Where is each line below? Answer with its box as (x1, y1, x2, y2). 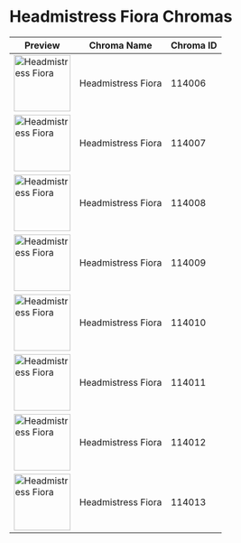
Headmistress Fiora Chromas (9, 6, 233, 27)
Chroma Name (88, 39, 153, 51)
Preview (23, 39, 60, 51)
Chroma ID (170, 39, 218, 51)
